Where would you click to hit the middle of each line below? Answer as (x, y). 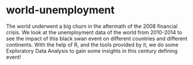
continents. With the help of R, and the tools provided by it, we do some (92, 45)
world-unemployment (61, 10)
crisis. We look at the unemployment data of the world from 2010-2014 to (94, 32)
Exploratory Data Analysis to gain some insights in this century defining (92, 50)
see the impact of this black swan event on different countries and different (97, 38)
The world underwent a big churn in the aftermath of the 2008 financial (92, 26)
